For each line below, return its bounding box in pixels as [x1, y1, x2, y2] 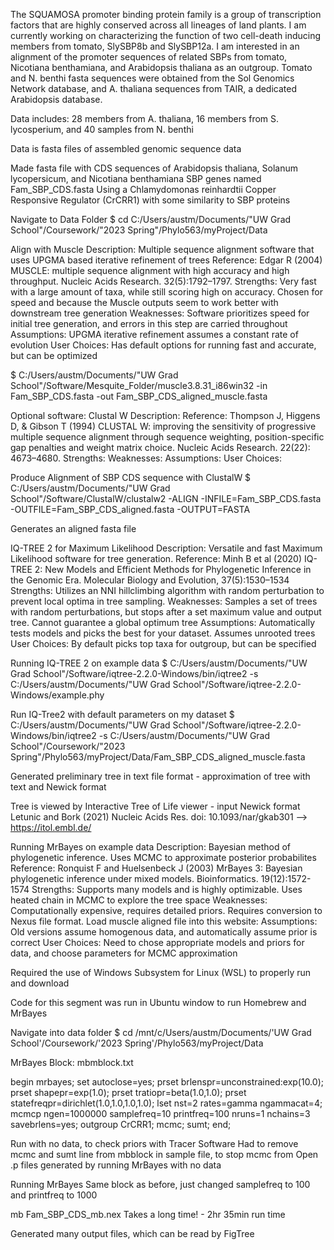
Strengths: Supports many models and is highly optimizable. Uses [31, 884, 303, 895]
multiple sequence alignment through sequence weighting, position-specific [10, 431, 325, 443]
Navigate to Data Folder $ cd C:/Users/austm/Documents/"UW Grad [10, 214, 292, 225]
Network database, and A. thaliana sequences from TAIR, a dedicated [10, 83, 298, 94]
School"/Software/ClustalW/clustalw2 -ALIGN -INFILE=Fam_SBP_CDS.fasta [10, 493, 322, 504]
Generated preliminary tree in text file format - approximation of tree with [10, 770, 311, 782]
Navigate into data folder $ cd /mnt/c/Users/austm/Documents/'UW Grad [10, 1027, 312, 1038]
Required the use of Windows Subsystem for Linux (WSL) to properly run [10, 967, 312, 978]
